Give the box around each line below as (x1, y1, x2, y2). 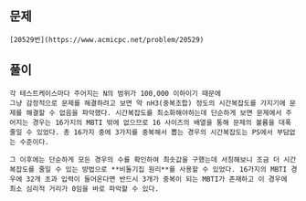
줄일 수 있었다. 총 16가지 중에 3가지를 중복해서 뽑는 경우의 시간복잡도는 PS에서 (9, 127, 273, 137)
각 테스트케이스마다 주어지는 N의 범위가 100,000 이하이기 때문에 (9, 89, 221, 98)
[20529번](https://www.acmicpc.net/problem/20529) (9, 35, 205, 44)
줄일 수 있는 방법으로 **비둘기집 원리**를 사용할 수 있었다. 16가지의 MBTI (37, 164, 288, 174)
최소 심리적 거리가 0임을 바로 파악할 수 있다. (9, 184, 160, 194)
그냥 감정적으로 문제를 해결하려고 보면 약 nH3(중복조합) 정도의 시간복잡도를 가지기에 (9, 99, 286, 108)
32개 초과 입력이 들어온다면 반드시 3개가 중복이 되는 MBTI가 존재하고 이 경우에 (26, 175, 288, 184)
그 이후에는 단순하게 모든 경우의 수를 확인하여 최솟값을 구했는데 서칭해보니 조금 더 (9, 154, 280, 164)
